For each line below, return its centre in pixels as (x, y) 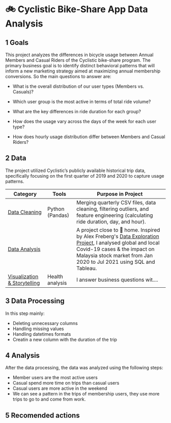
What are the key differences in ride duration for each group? (77, 111)
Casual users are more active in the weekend (60, 388)
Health (55, 277)
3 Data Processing (35, 301)
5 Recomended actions (42, 415)
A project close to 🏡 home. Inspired (118, 230)
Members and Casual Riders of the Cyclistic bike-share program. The (78, 60)
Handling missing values (38, 329)
